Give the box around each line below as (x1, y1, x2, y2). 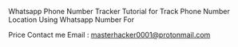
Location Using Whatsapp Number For (8, 15, 134, 24)
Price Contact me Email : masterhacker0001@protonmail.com (8, 31, 211, 39)
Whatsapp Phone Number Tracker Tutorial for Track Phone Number (8, 7, 230, 16)
